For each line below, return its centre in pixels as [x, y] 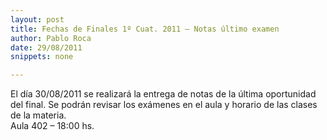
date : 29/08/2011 [46, 47]
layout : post [37, 19]
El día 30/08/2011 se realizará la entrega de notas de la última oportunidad [163, 94]
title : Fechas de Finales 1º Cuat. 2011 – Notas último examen [145, 29]
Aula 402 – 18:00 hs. [52, 126]
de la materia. [38, 115]
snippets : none [42, 57]
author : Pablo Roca [51, 38]
